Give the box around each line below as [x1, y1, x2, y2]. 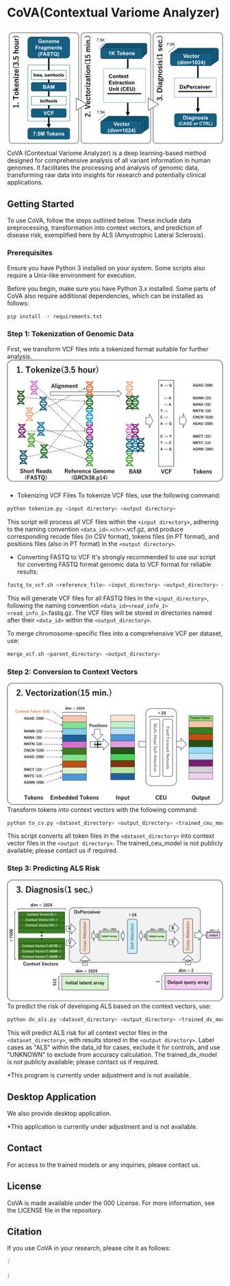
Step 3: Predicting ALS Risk [7, 863, 101, 873]
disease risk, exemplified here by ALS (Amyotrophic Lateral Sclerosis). [7, 231, 205, 239]
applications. [7, 178, 43, 187]
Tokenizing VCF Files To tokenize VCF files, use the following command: [16, 491, 221, 500]
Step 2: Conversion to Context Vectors [7, 667, 138, 677]
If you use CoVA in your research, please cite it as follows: [7, 1244, 171, 1252]
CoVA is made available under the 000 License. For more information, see [7, 1199, 215, 1207]
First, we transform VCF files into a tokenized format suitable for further [7, 344, 209, 353]
